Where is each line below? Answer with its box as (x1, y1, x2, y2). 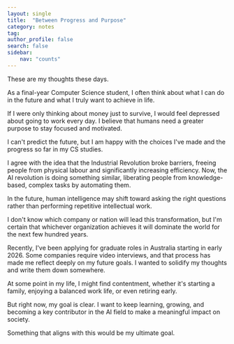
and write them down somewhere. (7, 266, 106, 274)
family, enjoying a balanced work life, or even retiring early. (7, 287, 177, 295)
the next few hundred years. (7, 230, 89, 238)
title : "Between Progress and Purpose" (7, 17, 127, 24)
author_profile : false (7, 36, 73, 43)
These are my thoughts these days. (7, 75, 110, 83)
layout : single (7, 10, 52, 17)
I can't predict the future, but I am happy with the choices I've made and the (7, 137, 226, 146)
